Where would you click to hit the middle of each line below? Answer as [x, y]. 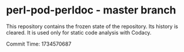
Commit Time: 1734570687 [39, 44]
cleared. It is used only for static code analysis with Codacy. [79, 32]
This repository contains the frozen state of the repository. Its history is [92, 26]
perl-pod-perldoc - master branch [91, 10]
